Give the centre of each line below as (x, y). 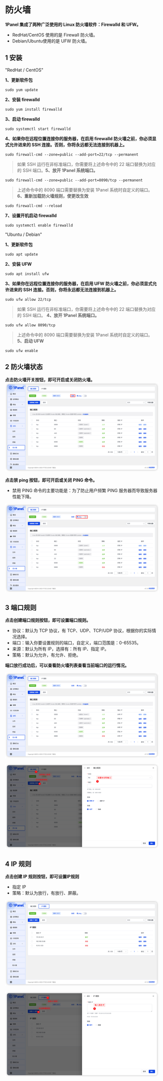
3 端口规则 (21, 608)
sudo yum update (21, 90)
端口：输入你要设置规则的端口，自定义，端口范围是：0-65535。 (77, 643)
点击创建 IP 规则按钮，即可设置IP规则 (42, 876)
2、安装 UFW (19, 264)
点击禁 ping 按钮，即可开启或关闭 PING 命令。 (51, 480)
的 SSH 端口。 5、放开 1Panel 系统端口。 (57, 170)
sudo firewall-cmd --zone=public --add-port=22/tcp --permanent (72, 154)
